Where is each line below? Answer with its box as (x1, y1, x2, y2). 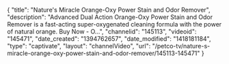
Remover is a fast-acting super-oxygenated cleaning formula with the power (7, 20, 222, 28)
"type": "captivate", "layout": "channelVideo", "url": (7, 42, 151, 50)
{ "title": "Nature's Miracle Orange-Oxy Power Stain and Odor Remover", (7, 6, 211, 14)
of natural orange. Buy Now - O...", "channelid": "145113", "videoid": (7, 27, 197, 35)
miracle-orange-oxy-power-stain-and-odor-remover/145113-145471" (7, 49, 200, 57)
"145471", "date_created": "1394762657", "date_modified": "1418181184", (7, 35, 211, 43)
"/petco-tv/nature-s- (152, 42, 211, 50)
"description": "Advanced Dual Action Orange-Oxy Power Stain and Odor (7, 13, 213, 21)
